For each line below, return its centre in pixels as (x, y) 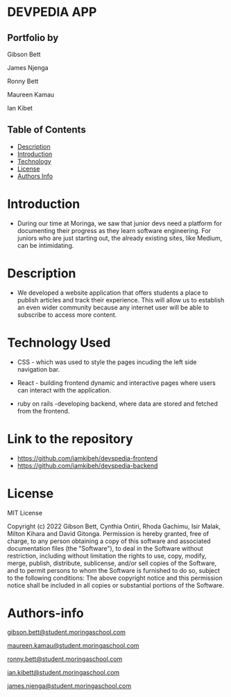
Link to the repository (70, 439)
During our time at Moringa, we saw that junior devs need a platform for (119, 223)
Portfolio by (33, 38)
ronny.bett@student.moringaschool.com (65, 659)
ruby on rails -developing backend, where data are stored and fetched (118, 404)
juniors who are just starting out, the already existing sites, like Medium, (120, 238)
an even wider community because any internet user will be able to (113, 307)
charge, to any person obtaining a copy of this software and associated (109, 541)
